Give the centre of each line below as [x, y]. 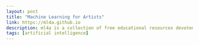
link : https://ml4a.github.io [44, 22]
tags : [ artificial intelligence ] [47, 33]
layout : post [22, 11]
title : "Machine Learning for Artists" [55, 17]
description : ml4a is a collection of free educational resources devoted [100, 28]
